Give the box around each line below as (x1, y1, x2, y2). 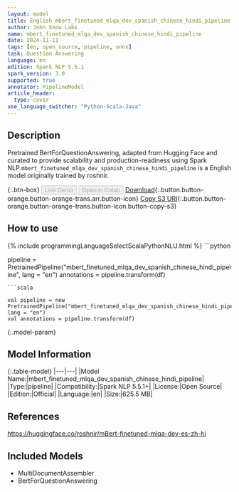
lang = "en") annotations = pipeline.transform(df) (21, 270, 166, 278)
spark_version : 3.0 (7, 70, 65, 77)
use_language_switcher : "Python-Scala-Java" (7, 103, 142, 110)
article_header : (7, 90, 55, 97)
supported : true (7, 76, 55, 84)
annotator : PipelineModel (7, 83, 84, 90)
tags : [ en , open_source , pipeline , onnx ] (7, 43, 132, 51)
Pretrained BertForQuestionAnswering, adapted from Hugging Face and (7, 148, 218, 157)
